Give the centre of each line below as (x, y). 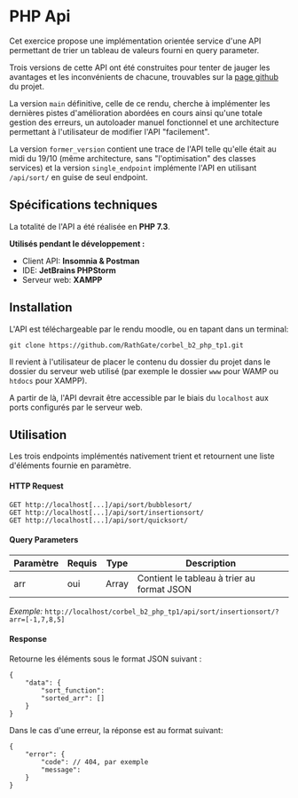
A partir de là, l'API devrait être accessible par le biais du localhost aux (139, 397)
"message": (61, 770)
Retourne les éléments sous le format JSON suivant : (106, 659)
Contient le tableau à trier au (196, 578)
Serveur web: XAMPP (62, 279)
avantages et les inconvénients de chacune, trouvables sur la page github (144, 76)
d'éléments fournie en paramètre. (70, 465)
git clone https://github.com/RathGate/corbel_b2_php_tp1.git (126, 345)
